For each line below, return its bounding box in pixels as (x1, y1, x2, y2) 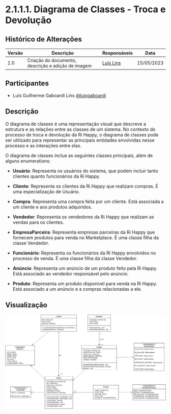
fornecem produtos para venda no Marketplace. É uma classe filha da (12, 234, 159, 241)
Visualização (5, 301, 47, 310)
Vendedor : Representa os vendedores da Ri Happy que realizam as (12, 214, 154, 220)
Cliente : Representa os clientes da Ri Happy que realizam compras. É (12, 183, 159, 189)
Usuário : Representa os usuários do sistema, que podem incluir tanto (12, 168, 159, 174)
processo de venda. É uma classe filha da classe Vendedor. (12, 255, 138, 261)
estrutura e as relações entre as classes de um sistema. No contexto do (5, 126, 156, 132)
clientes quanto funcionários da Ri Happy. (12, 173, 100, 179)
